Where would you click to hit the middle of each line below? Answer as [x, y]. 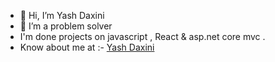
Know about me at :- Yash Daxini [87, 47]
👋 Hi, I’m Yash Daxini [62, 15]
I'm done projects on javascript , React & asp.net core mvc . [142, 36]
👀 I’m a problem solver [66, 26]
